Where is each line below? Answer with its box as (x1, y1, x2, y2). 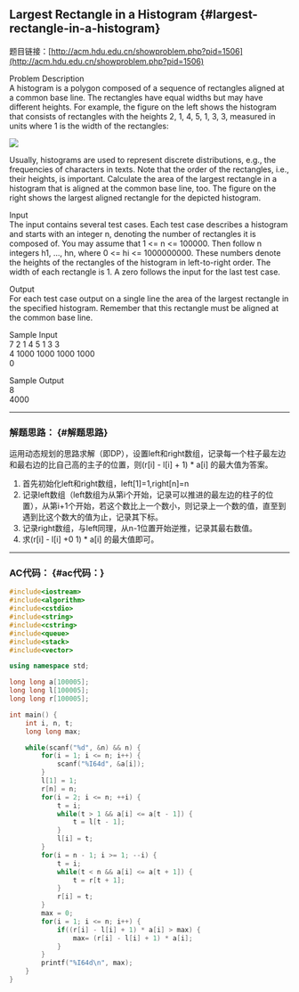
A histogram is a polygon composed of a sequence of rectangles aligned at (9, 82, 285, 93)
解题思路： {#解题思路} (9, 426, 109, 439)
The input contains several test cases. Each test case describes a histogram (9, 218, 288, 230)
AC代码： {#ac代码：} (9, 567, 105, 579)
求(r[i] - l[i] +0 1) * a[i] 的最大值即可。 (21, 534, 159, 545)
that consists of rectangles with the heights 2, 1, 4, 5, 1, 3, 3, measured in (9, 111, 276, 121)
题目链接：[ (9, 45, 52, 56)
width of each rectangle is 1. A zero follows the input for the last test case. (9, 266, 280, 277)
